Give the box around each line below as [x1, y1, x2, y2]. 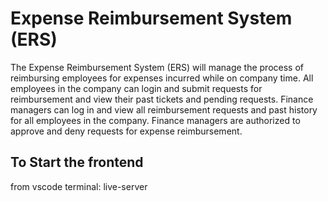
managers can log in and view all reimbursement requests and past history [10, 103, 318, 116]
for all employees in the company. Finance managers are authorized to [10, 114, 301, 126]
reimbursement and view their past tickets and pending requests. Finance [10, 93, 314, 105]
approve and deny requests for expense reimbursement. [10, 125, 243, 137]
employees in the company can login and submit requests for [10, 82, 263, 94]
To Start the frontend [10, 154, 144, 171]
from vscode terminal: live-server [10, 180, 148, 192]
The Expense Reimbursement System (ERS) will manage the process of [10, 61, 305, 73]
